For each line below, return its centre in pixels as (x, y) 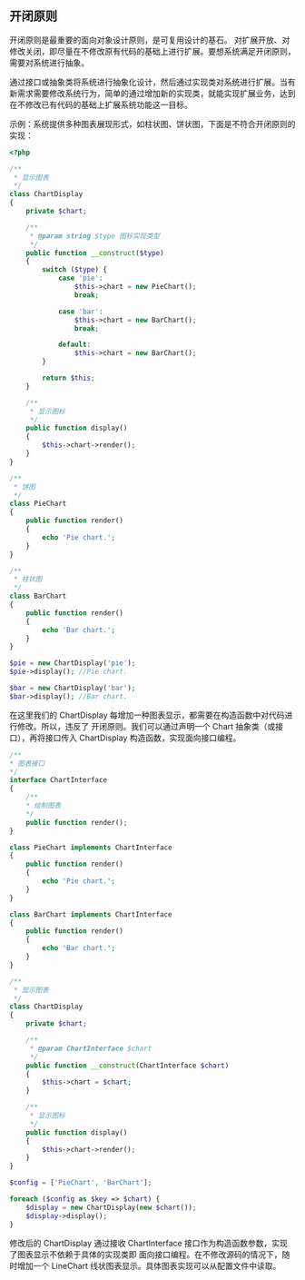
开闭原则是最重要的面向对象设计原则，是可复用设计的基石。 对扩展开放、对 (150, 40)
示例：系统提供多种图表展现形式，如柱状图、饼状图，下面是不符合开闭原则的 (152, 124)
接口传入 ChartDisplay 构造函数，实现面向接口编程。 (143, 738)
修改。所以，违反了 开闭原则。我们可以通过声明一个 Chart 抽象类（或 (146, 726)
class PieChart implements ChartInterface (91, 848)
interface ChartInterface (58, 780)
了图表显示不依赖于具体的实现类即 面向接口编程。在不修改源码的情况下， (146, 1254)
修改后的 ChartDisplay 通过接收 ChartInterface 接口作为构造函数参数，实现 (149, 1243)
